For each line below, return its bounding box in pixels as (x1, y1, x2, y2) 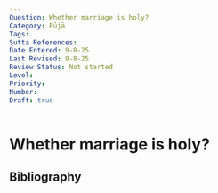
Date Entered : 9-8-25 (9, 46, 90, 55)
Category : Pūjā (9, 21, 66, 30)
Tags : (9, 29, 29, 38)
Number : (9, 87, 38, 96)
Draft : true (9, 95, 53, 105)
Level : (9, 71, 34, 80)
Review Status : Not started (9, 63, 114, 72)
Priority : (9, 79, 46, 88)
